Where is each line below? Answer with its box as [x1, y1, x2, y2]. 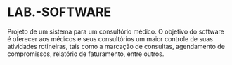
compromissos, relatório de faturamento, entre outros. [7, 50, 165, 58]
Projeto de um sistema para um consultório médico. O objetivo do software [7, 27, 225, 36]
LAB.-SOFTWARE [7, 4, 112, 20]
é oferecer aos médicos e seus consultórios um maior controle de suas [7, 34, 213, 43]
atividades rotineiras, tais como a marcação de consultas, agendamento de [7, 42, 225, 50]
